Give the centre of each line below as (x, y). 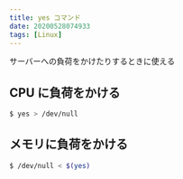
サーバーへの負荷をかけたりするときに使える (92, 61)
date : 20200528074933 (50, 26)
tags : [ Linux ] (36, 34)
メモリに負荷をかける (69, 144)
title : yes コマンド (45, 18)
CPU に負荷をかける (65, 93)
